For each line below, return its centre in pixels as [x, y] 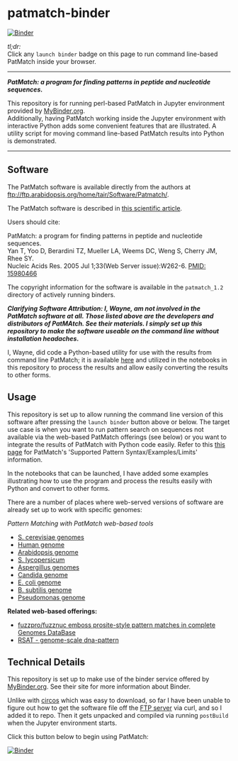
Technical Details [46, 662]
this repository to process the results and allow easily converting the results [118, 367]
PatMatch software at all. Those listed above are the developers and [110, 316]
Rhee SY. [21, 258]
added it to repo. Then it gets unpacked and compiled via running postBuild [118, 716]
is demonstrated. [32, 140]
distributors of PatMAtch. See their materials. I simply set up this [105, 323]
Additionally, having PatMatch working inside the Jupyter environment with [117, 118]
